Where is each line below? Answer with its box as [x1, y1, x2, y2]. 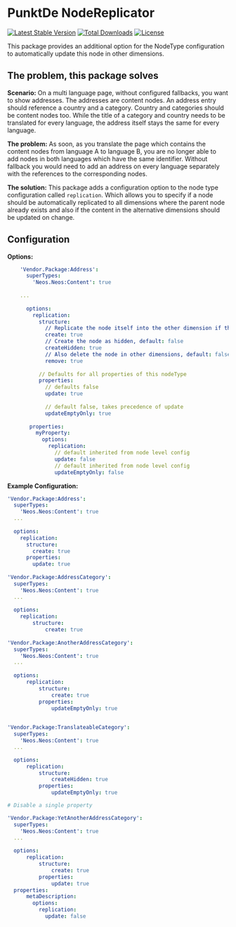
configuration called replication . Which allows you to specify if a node [7, 190, 214, 199]
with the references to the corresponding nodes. [7, 169, 147, 178]
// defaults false [44, 384, 99, 391]
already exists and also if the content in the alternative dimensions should [7, 206, 220, 214]
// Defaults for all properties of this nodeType [38, 371, 188, 378]
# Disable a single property [7, 802, 93, 809]
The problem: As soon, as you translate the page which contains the [7, 139, 206, 148]
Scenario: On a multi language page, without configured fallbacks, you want [7, 88, 228, 97]
